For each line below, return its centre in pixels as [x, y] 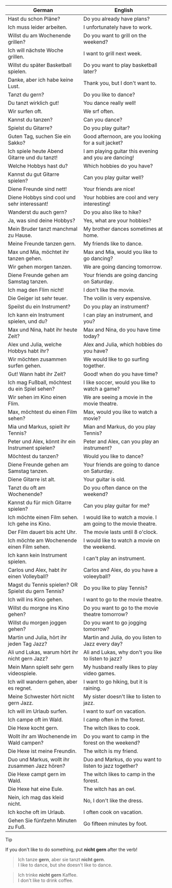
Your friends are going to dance [121, 465]
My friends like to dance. [113, 244]
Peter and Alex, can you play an [121, 441]
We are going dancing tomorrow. [123, 267]
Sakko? [17, 143]
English [124, 10]
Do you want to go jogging [115, 623]
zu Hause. [20, 235]
